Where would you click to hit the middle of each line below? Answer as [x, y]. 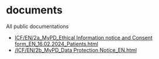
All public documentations [37, 26]
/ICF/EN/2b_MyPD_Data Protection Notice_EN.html [76, 50]
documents [34, 10]
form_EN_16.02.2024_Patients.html [56, 44]
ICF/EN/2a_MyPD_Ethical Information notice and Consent [84, 37]
